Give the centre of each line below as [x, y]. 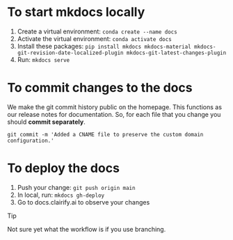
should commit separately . [46, 122]
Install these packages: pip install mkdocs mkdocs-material [104, 46]
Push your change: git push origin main [76, 187]
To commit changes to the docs [100, 88]
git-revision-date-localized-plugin [70, 53]
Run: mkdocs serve [43, 59]
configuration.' [31, 141]
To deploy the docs [64, 168]
